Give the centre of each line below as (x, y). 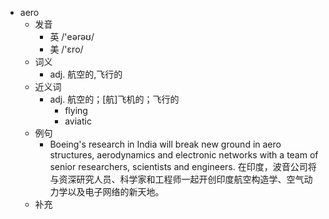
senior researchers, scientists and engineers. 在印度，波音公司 (178, 166)
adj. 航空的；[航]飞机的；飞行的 (114, 99)
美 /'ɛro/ (66, 49)
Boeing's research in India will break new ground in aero (165, 144)
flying (76, 110)
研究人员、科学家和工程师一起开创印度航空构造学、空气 (190, 179)
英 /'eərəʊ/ (72, 36)
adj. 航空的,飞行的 (86, 74)
